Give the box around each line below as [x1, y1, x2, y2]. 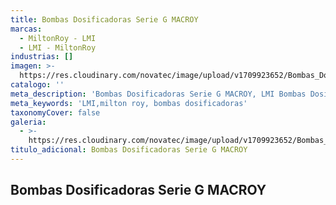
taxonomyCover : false [10, 107, 101, 118]
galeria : [10, 117, 47, 127]
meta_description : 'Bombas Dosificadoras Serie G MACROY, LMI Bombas [10, 89, 307, 99]
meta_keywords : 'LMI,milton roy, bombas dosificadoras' [10, 98, 248, 108]
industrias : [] [10, 52, 74, 62]
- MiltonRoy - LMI [19, 33, 97, 43]
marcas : [10, 24, 43, 34]
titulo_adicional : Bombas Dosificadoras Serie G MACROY [10, 145, 248, 155]
